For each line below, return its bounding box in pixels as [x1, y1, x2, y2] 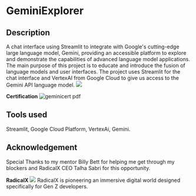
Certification [6, 93, 38, 99]
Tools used [6, 110, 48, 120]
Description [6, 28, 50, 38]
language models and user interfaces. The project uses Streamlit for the [6, 68, 181, 75]
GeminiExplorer [6, 4, 84, 18]
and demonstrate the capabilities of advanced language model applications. [6, 56, 190, 62]
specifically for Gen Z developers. [6, 182, 88, 190]
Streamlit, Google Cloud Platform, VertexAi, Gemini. [6, 125, 131, 132]
